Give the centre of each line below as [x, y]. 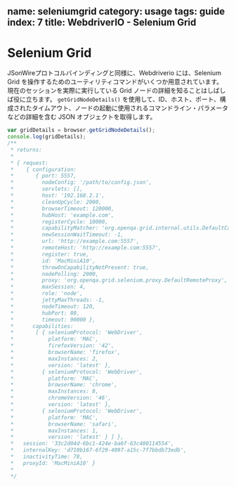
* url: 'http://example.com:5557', [75, 242]
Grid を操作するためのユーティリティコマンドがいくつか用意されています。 [115, 82]
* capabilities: [42, 326]
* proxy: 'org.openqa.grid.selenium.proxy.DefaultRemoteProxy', [119, 280]
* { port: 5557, [44, 176]
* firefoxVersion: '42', [62, 346]
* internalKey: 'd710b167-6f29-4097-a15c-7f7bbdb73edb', [99, 450]
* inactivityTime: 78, [46, 457]
